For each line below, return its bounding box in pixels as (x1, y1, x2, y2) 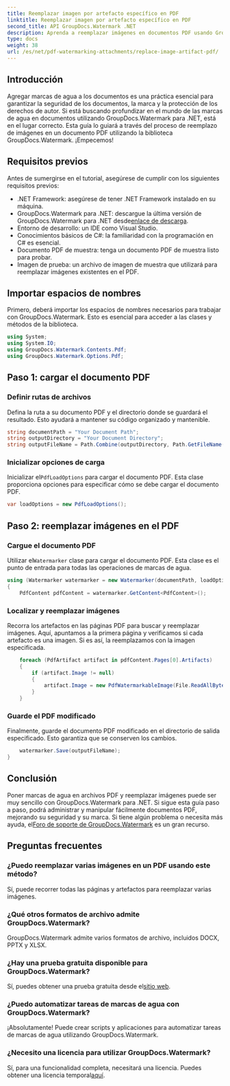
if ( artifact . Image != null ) (31, 669, 115, 677)
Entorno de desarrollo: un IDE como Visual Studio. (16, 224, 158, 232)
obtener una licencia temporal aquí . (7, 1071, 105, 1079)
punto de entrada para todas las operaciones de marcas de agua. (7, 563, 192, 572)
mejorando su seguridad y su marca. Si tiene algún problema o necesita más (7, 813, 223, 821)
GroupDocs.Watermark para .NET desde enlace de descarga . (16, 216, 189, 225)
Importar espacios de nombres (7, 287, 142, 299)
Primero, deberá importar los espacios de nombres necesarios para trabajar (7, 306, 221, 314)
